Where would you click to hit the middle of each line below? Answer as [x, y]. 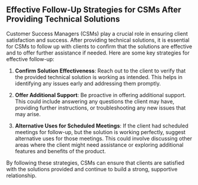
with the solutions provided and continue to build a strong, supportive [92, 169]
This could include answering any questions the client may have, [95, 101]
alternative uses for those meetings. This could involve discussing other [103, 138]
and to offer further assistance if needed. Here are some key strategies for [98, 53]
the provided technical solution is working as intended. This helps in [98, 77]
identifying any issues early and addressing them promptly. [88, 83]
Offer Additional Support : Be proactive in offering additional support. [100, 95]
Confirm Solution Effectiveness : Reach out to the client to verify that [100, 71]
